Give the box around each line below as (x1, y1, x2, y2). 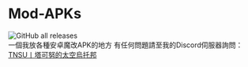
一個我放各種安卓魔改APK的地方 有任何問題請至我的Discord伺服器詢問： (8, 40, 243, 50)
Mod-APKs (8, 5, 81, 23)
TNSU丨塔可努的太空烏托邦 (8, 50, 97, 59)
